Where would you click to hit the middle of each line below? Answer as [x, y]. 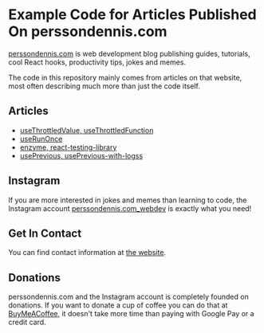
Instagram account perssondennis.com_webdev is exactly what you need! [130, 208]
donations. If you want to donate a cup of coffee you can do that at [118, 305]
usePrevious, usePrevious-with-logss [81, 155]
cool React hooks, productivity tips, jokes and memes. [97, 62]
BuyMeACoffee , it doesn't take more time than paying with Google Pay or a [131, 314]
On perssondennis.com [88, 31]
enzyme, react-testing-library [68, 147]
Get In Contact [45, 233]
